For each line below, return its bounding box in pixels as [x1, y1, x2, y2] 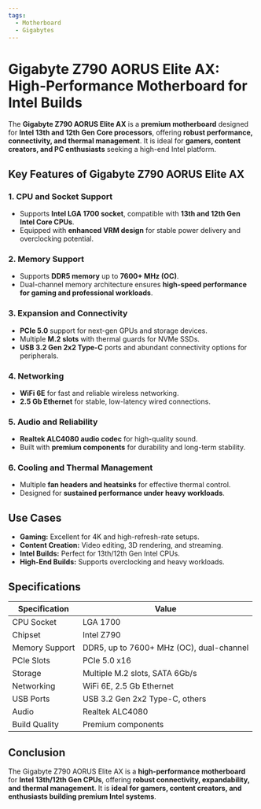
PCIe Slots [12, 655, 51, 666]
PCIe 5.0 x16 [82, 655, 132, 666]
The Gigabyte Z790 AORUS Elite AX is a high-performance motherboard [8, 767, 246, 776]
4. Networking [8, 371, 64, 382]
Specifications [8, 580, 81, 593]
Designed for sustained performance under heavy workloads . [19, 489, 226, 498]
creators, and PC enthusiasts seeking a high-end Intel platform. [8, 145, 216, 154]
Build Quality [12, 719, 59, 730]
